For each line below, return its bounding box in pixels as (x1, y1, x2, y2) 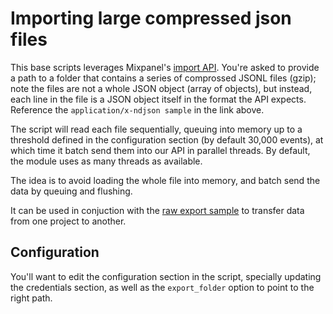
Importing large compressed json (10, 7, 292, 30)
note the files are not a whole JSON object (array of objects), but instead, (10, 82, 313, 94)
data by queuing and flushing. (10, 185, 133, 197)
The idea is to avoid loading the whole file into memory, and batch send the (10, 174, 321, 186)
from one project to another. (10, 215, 127, 227)
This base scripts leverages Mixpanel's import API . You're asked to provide (10, 61, 320, 73)
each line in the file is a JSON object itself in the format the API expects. (10, 93, 307, 105)
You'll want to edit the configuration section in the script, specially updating (10, 270, 322, 282)
